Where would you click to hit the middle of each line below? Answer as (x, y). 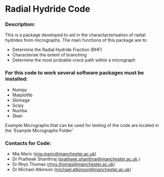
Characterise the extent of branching (49, 55)
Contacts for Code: (28, 143)
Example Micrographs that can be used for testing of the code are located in (82, 125)
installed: (16, 79)
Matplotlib (22, 95)
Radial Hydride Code (48, 9)
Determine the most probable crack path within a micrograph (74, 60)
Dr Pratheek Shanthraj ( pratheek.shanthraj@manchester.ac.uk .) (76, 159)
